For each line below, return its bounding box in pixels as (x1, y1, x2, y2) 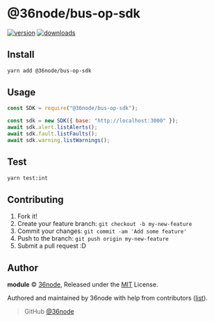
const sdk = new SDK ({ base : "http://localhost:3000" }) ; (7, 118, 179, 124)
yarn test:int (7, 175, 49, 182)
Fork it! (17, 212, 38, 220)
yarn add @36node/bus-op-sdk (7, 67, 92, 74)
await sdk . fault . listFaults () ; (7, 131, 98, 138)
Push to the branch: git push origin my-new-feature (17, 234, 169, 243)
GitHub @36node (24, 307, 74, 316)
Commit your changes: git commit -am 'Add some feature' (17, 227, 188, 235)
